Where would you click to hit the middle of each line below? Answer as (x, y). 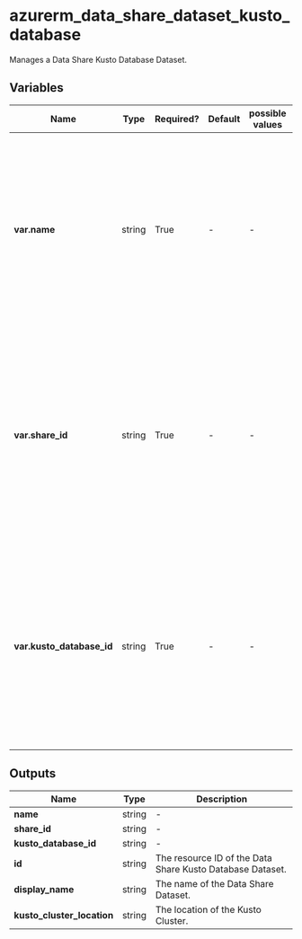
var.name (35, 229)
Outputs (33, 774)
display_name (44, 889)
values (268, 124)
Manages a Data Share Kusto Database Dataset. (98, 59)
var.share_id (41, 435)
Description (222, 799)
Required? (177, 119)
